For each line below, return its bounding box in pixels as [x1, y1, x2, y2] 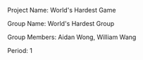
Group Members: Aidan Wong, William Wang [7, 33, 137, 41]
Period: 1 [7, 47, 33, 54]
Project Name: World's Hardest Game [7, 6, 116, 14]
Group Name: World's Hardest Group [7, 20, 115, 27]
